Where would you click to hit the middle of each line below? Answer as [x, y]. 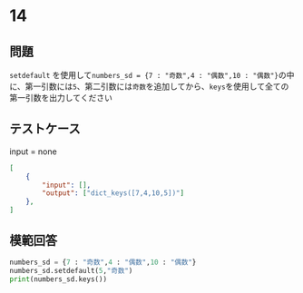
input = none [33, 151]
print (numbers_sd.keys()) [58, 279]
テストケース [45, 129]
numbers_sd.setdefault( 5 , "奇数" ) [71, 270]
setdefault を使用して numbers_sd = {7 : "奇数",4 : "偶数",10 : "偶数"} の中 [152, 75]
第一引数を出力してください [61, 98]
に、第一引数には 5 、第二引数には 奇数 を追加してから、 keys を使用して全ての [149, 86]
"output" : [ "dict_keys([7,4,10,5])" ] [113, 193]
